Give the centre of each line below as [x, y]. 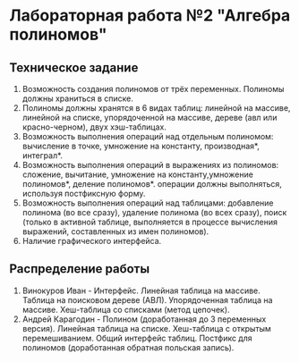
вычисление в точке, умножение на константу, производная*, [141, 146]
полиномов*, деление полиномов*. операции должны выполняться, [152, 184]
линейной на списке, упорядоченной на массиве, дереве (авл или [149, 118]
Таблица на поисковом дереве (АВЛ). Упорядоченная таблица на [147, 299]
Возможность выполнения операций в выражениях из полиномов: [150, 165]
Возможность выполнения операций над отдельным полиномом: [148, 136]
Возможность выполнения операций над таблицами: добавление [148, 203]
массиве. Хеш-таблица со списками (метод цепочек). [126, 309]
